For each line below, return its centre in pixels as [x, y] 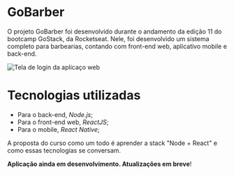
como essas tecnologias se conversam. [64, 150]
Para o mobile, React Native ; [58, 129]
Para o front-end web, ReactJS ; [63, 122]
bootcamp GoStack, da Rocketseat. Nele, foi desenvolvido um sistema [108, 38]
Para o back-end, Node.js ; [55, 114]
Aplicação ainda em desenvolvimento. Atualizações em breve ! [100, 164]
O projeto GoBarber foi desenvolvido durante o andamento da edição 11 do [115, 31]
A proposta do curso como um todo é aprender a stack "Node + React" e [112, 143]
